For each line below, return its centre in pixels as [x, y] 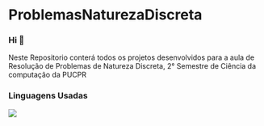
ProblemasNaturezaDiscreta [105, 15]
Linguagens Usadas [48, 96]
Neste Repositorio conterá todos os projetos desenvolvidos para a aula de [132, 57]
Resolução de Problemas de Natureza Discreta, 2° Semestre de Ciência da [132, 66]
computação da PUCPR [48, 75]
